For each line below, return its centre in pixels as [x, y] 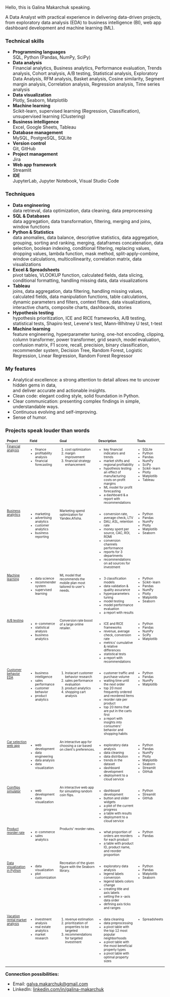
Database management [38, 133]
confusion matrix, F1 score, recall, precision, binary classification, [81, 345]
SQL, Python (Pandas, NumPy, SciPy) [52, 57]
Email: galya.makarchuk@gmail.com [50, 984]
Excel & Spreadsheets [36, 270]
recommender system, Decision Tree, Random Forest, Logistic [77, 350]
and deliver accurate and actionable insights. [59, 390]
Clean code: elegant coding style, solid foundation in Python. [76, 396]
